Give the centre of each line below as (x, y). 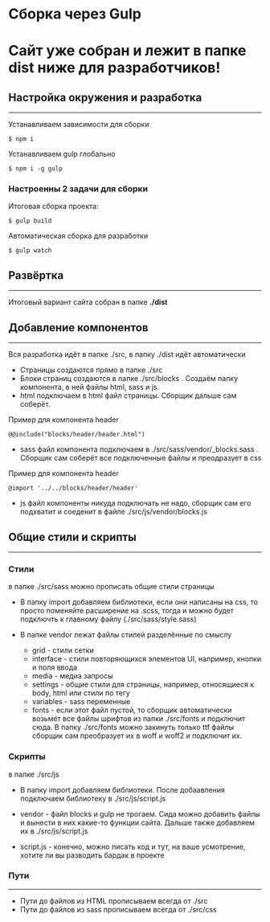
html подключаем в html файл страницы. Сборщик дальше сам (128, 395)
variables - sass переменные (81, 702)
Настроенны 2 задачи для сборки (78, 189)
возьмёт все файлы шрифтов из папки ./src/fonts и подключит (139, 719)
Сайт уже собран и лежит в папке (127, 51)
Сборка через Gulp (75, 14)
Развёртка (36, 275)
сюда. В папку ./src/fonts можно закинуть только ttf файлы (133, 727)
